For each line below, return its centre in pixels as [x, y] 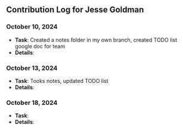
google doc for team [40, 46]
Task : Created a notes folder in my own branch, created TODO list [96, 40]
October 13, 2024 [32, 68]
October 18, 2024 [32, 103]
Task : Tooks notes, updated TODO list [61, 81]
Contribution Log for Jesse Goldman [75, 10]
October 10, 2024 [32, 27]
